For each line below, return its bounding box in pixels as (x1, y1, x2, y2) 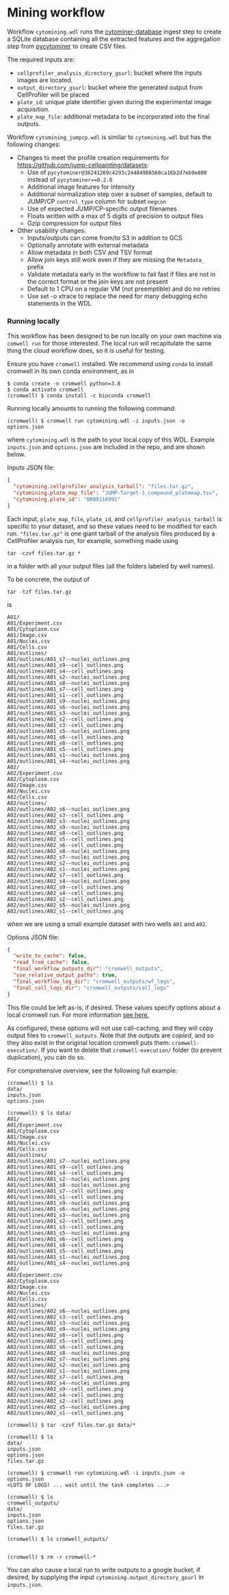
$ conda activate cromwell (7, 386, 84, 394)
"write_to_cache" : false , (13, 952, 87, 959)
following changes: (7, 140, 61, 148)
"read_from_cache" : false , (13, 959, 90, 966)
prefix (27, 263, 44, 271)
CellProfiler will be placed (16, 91, 90, 99)
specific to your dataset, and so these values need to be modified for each (7, 522, 217, 530)
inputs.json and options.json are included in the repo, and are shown (7, 443, 205, 451)
